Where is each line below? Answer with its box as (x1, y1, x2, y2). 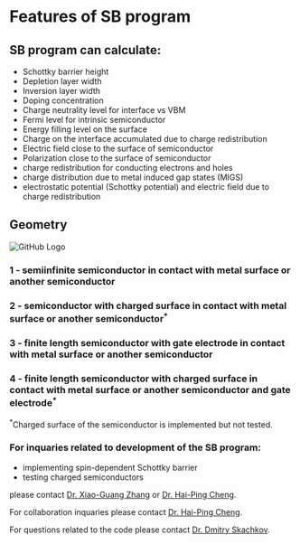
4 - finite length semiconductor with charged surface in (9, 372, 258, 385)
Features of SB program (9, 6, 192, 27)
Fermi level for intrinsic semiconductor (22, 115, 166, 125)
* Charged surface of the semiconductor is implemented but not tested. (9, 417, 273, 430)
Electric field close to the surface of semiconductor (22, 143, 214, 154)
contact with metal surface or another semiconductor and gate (9, 383, 291, 396)
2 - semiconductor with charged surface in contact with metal (9, 299, 287, 312)
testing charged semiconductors (22, 472, 145, 483)
